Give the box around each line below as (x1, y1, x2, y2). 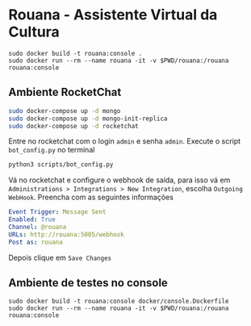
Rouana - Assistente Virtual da (8, 6, 218, 24)
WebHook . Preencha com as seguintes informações (8, 192, 174, 203)
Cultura (8, 23, 61, 41)
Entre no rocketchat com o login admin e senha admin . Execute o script (8, 136, 241, 146)
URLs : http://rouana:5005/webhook (8, 230, 125, 239)
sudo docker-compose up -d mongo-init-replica (8, 115, 168, 123)
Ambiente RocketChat (8, 86, 122, 99)
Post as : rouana (8, 238, 63, 246)
